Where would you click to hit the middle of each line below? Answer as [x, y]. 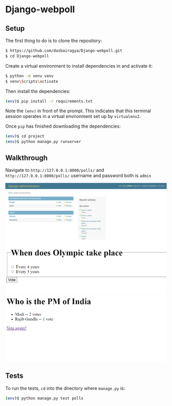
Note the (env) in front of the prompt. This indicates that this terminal [78, 111]
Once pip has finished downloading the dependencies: [63, 126]
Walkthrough [26, 158]
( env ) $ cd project [25, 136]
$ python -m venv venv [29, 76]
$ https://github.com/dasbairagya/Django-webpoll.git [64, 51]
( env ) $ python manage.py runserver [43, 142]
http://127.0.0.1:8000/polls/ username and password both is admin [78, 175]
